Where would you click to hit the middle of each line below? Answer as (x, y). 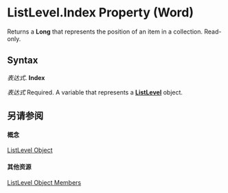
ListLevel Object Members (44, 182)
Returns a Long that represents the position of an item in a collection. (105, 31)
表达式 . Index (26, 77)
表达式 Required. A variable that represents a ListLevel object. (95, 92)
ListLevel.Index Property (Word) (101, 13)
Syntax (23, 61)
